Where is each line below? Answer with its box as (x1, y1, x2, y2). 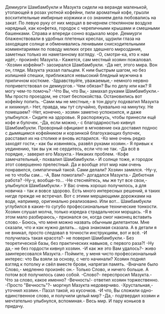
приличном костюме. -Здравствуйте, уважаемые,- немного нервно (5, 78, 149, 83)
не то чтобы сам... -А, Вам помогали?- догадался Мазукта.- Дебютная (5, 172, 154, 178)
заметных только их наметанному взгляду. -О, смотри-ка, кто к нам (5, 51, 149, 57)
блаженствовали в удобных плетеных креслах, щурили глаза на (5, 36, 140, 41)
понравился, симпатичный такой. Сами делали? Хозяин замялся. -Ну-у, (5, 167, 158, 172)
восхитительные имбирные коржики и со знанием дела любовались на (5, 15, 156, 20)
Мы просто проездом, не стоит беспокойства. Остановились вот (5, 93, 142, 99)
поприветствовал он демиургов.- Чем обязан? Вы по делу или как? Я (5, 83, 152, 88)
